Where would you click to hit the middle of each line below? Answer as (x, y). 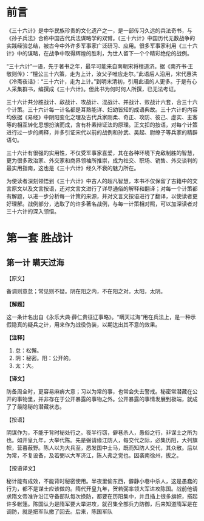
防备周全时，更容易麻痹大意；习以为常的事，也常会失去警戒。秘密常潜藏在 (99, 391)
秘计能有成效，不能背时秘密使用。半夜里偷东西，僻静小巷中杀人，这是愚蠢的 (102, 481)
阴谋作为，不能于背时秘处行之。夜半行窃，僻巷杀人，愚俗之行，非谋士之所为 (102, 432)
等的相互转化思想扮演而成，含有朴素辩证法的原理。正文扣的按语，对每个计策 (102, 125)
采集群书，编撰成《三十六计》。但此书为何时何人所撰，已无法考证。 (95, 89)
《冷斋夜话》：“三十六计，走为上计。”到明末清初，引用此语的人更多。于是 (97, 81)
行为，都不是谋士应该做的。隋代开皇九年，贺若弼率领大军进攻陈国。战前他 (99, 488)
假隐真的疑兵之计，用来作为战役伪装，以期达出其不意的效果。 (83, 324)
